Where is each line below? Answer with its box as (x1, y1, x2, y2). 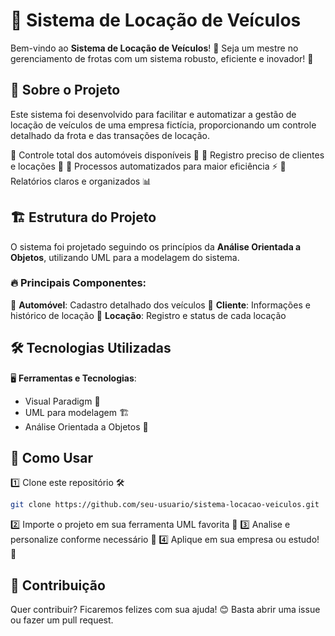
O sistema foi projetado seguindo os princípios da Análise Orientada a (10, 240, 302, 253)
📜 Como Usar (10, 450, 94, 467)
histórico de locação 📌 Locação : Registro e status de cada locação (10, 309, 287, 321)
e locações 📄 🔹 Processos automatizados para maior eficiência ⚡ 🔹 (10, 160, 287, 172)
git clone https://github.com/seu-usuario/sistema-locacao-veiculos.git (10, 500, 320, 510)
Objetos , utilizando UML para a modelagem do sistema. (10, 251, 240, 263)
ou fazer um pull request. (10, 614, 114, 626)
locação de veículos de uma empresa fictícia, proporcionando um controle (10, 119, 317, 131)
